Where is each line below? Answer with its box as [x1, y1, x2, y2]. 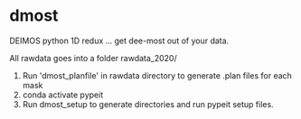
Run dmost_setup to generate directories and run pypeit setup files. [22, 98, 274, 109]
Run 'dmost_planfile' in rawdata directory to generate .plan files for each [22, 69, 292, 81]
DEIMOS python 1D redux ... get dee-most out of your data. [9, 35, 230, 46]
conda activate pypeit [22, 89, 104, 100]
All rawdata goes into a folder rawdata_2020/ [9, 52, 178, 63]
